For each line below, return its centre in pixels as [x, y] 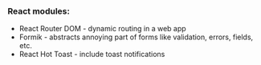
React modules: [39, 11]
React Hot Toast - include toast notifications [92, 55]
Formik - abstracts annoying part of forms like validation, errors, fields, [136, 37]
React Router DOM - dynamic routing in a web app [102, 29]
